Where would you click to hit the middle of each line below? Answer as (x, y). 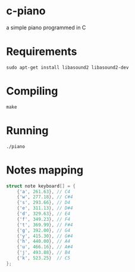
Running (27, 131)
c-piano (26, 11)
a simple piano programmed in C (46, 27)
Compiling (32, 91)
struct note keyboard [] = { (41, 186)
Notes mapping (45, 170)
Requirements (42, 52)
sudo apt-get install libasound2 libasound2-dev (67, 67)
